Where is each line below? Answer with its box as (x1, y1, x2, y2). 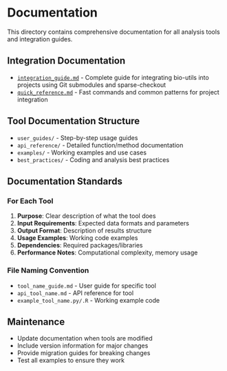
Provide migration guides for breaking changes (17, 349, 151, 357)
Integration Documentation (7, 55, 126, 67)
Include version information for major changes (17, 341, 149, 350)
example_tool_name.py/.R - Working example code (17, 296, 160, 304)
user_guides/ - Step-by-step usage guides (17, 133, 138, 142)
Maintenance (7, 316, 65, 328)
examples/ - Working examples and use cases (17, 148, 147, 157)
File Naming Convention (7, 265, 89, 275)
